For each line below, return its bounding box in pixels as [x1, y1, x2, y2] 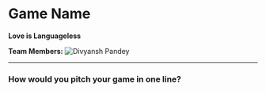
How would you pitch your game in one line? [8, 73, 182, 84]
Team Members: [8, 46, 63, 56]
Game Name [8, 5, 91, 23]
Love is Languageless [8, 31, 82, 40]
